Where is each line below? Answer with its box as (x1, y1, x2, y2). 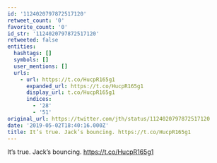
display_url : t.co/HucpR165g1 (25, 89, 115, 96)
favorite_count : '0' (7, 23, 69, 30)
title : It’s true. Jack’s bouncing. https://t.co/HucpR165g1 (7, 128, 192, 135)
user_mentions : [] (13, 63, 69, 70)
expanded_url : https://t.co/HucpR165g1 (25, 83, 143, 90)
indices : (25, 96, 52, 103)
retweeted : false (7, 37, 59, 44)
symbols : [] (13, 56, 49, 64)
